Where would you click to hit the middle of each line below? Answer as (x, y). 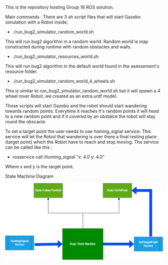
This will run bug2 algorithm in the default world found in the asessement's (82, 66)
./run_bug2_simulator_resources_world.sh (55, 56)
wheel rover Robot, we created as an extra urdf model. (61, 96)
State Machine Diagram (29, 176)
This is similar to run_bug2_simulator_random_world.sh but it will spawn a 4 (83, 91)
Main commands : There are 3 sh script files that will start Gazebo (73, 17)
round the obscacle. (26, 122)
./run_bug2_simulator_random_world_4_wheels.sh (64, 81)
